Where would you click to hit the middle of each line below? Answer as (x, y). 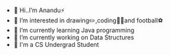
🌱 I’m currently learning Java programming (74, 30)
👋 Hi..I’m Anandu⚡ (39, 10)
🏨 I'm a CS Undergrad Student (56, 44)
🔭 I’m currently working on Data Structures (74, 37)
